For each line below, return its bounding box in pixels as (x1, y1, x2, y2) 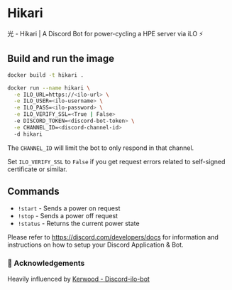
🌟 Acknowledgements (7, 258, 85, 268)
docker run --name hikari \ (7, 84, 91, 92)
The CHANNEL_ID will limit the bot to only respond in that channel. (7, 144, 194, 152)
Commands (7, 186, 60, 198)
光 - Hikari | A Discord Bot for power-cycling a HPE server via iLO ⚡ (7, 29, 204, 38)
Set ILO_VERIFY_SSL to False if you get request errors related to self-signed (7, 157, 226, 166)
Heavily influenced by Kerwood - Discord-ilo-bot (7, 274, 150, 283)
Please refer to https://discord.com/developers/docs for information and (7, 233, 219, 242)
